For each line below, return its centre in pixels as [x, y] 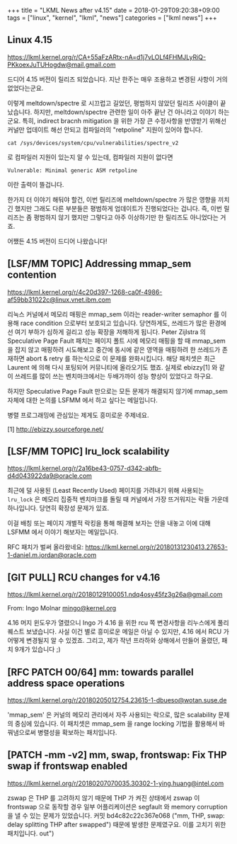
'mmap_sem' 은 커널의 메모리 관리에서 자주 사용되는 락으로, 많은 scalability [112, 715]
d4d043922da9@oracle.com [50, 476]
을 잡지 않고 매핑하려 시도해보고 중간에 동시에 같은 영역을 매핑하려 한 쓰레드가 [114, 349]
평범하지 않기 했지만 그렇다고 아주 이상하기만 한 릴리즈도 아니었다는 [126, 217]
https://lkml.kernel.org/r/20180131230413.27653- [156, 547]
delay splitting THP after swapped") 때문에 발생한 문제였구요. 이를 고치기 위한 [117, 824]
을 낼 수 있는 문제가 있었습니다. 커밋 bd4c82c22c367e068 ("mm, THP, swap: [116, 815]
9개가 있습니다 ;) [37, 649]
